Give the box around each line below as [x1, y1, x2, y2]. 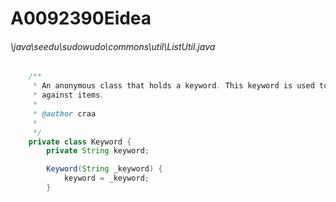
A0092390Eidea [10, 7, 152, 30]
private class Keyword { [28, 137, 132, 147]
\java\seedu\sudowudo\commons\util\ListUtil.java [10, 40, 216, 52]
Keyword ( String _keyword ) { [46, 164, 163, 174]
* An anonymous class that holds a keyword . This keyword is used [32, 81, 315, 91]
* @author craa [32, 108, 97, 119]
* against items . [32, 90, 105, 101]
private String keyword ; [46, 146, 150, 156]
